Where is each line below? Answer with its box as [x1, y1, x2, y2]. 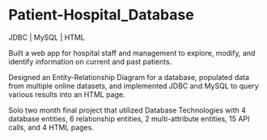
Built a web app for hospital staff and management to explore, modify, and [8, 48, 256, 57]
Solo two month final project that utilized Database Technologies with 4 [8, 105, 247, 115]
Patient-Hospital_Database [8, 6, 194, 24]
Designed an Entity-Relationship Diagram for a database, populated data [8, 72, 249, 82]
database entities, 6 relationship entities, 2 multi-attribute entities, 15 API [8, 113, 250, 123]
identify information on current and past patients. [8, 57, 172, 66]
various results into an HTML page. [8, 89, 125, 99]
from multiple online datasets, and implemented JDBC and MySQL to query [8, 81, 259, 91]
